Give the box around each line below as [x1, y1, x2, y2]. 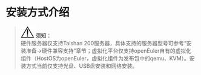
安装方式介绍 [5, 5, 70, 19]
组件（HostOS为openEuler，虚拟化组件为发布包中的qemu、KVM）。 [20, 54, 190, 62]
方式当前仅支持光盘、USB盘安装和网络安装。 [25, 62, 138, 70]
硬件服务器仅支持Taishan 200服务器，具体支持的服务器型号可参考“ [20, 39, 187, 47]
